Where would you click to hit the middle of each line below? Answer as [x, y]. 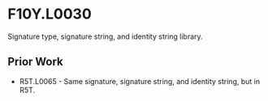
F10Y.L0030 [50, 14]
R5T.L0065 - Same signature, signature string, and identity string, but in [140, 81]
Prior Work [36, 62]
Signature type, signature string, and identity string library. [106, 36]
